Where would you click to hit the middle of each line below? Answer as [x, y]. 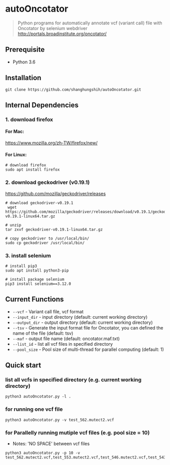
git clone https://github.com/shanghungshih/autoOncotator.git [73, 89]
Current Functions [35, 299]
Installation [23, 78]
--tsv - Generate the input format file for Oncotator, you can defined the [88, 327]
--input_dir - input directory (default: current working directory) [80, 317]
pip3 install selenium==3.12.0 [38, 284]
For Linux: [16, 154]
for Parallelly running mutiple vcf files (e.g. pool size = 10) [78, 433]
